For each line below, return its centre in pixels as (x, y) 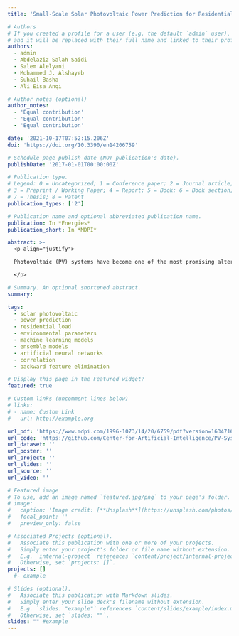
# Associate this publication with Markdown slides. (90, 595)
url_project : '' (31, 458)
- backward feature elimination (62, 367)
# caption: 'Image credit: (51, 510)
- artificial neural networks (58, 353)
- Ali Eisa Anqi (38, 86)
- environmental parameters (55, 334)
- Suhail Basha (36, 80)
